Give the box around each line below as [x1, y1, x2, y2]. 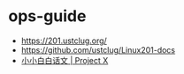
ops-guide [8, 6, 87, 26]
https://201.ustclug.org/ [20, 35, 107, 46]
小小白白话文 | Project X [20, 55, 109, 65]
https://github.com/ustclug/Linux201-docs [20, 44, 176, 55]
